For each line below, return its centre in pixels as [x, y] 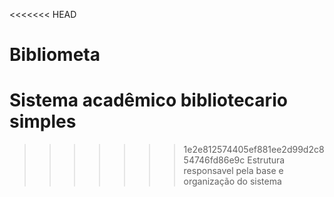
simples [43, 121]
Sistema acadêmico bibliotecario [148, 100]
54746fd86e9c [214, 160]
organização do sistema [232, 181]
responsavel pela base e [233, 171]
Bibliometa [55, 55]
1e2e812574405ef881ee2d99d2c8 [254, 150]
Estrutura [266, 160]
